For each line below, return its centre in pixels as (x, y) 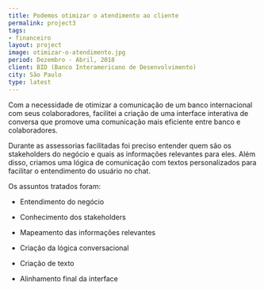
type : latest (30, 82)
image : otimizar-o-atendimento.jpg (67, 52)
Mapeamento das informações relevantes (88, 232)
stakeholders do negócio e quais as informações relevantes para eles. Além (132, 154)
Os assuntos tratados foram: (55, 186)
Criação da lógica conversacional (74, 248)
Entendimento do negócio (62, 201)
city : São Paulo (35, 75)
